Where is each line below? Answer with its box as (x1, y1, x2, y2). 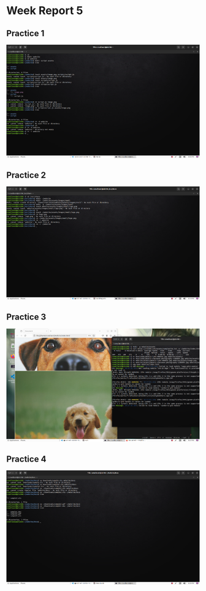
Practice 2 (6, 170, 46, 180)
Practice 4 (6, 454, 47, 464)
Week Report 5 (6, 4, 83, 18)
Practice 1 (6, 28, 45, 39)
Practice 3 (6, 312, 47, 322)
